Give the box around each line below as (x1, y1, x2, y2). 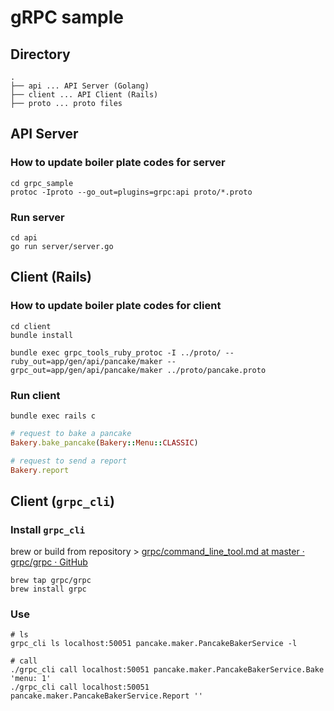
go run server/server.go (10, 241, 114, 251)
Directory (10, 46, 71, 63)
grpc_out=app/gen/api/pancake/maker (10, 365, 163, 375)
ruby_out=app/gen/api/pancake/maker (10, 356, 163, 366)
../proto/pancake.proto (166, 365, 267, 375)
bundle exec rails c (10, 411, 97, 421)
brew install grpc (10, 584, 87, 595)
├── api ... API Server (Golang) (10, 81, 150, 91)
